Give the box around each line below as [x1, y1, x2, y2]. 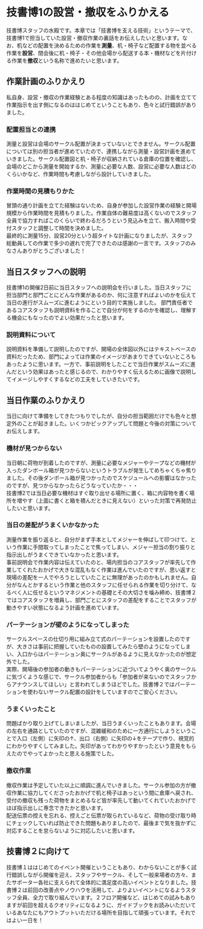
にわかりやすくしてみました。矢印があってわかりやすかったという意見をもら [6, 742, 196, 750]
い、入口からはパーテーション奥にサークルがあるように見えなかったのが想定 [6, 651, 197, 658]
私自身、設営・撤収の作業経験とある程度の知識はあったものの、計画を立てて [6, 93, 197, 100]
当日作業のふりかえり [6, 395, 86, 405]
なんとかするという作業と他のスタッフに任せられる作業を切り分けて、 [16, 581, 192, 588]
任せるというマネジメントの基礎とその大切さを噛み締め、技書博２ [32, 588, 197, 596]
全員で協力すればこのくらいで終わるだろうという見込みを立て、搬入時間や [6, 217, 192, 224]
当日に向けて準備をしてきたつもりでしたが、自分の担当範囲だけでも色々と [6, 412, 192, 420]
